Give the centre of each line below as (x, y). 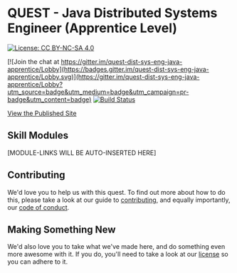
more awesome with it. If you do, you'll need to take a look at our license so (118, 255)
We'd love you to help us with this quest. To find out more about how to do (116, 192)
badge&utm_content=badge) (49, 99)
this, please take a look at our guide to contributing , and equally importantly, (119, 200)
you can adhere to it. (38, 262)
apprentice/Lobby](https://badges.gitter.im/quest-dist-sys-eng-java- (108, 69)
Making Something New (62, 229)
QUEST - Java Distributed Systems (112, 13)
